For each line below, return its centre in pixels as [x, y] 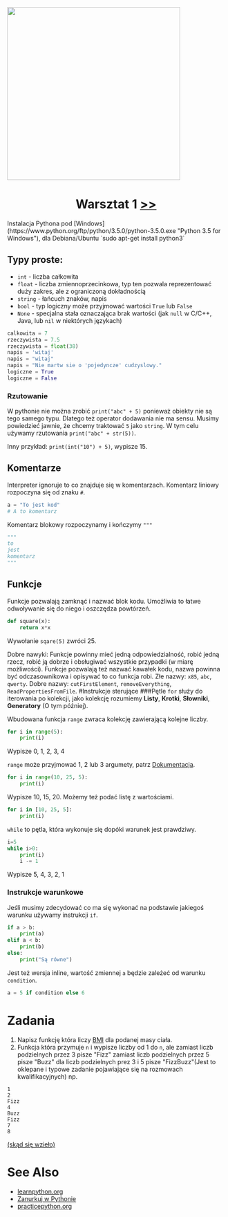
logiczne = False [32, 378]
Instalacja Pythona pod [40, 223]
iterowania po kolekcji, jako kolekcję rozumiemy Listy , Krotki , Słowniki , [108, 698]
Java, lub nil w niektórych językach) [69, 320]
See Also [33, 1172]
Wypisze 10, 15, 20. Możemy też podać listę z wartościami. [91, 797]
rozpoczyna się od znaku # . [46, 492]
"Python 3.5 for [199, 230]
